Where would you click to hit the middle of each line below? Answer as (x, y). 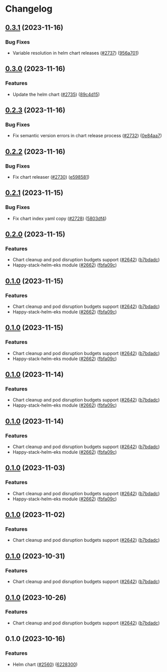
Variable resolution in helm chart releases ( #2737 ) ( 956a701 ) (76, 53)
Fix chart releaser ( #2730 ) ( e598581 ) (51, 177)
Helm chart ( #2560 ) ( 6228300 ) (45, 664)
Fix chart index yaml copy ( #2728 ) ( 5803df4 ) (59, 218)
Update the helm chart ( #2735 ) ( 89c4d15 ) (56, 94)
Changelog (29, 9)
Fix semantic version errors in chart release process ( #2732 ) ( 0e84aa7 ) (87, 136)
